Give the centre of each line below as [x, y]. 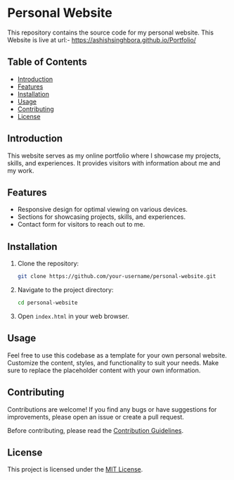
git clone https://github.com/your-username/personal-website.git [117, 277]
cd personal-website [47, 303]
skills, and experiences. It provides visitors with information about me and [114, 163]
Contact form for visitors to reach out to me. [81, 225]
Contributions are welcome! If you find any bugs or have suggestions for [112, 409]
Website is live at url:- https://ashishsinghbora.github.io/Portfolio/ [102, 39]
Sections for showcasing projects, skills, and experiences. [102, 217]
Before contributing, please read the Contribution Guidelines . [96, 430]
